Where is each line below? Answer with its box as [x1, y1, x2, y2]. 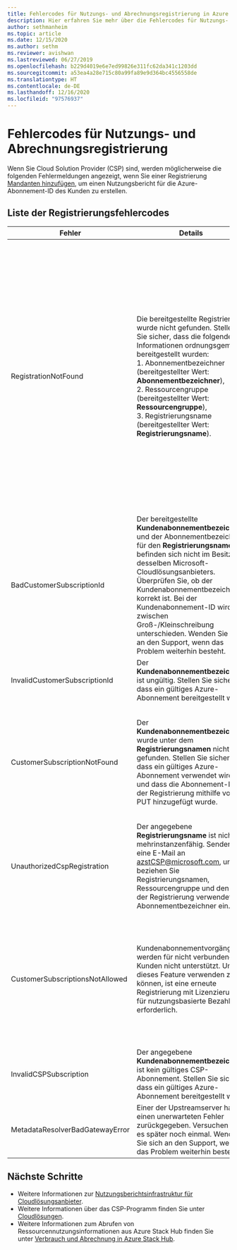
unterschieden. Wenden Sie [136, 628, 229, 638]
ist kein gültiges [136, 1065, 189, 1074]
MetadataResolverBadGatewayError [11, 1125, 130, 1134]
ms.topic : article [7, 30, 61, 37]
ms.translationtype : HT [7, 75, 78, 83]
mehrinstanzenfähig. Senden [136, 839, 233, 849]
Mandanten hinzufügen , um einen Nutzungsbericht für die [7, 179, 176, 188]
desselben [136, 558, 171, 568]
